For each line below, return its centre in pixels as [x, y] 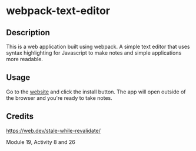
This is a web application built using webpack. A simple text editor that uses [98, 46]
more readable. [24, 59]
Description [28, 33]
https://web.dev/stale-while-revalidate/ [54, 130]
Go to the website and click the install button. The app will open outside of [96, 92]
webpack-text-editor [58, 11]
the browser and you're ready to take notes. [59, 98]
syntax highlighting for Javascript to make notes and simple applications [94, 53]
